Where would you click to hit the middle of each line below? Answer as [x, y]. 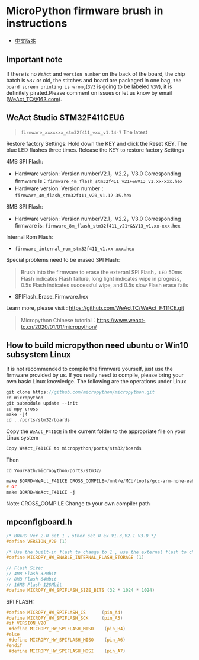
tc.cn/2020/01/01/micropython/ [59, 326]
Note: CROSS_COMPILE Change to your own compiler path [78, 504]
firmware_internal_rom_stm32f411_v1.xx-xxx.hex [74, 249]
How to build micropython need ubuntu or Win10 [97, 345]
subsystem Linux [38, 355]
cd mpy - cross [22, 409]
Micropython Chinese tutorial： [59, 320]
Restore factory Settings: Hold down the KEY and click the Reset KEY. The [97, 143]
